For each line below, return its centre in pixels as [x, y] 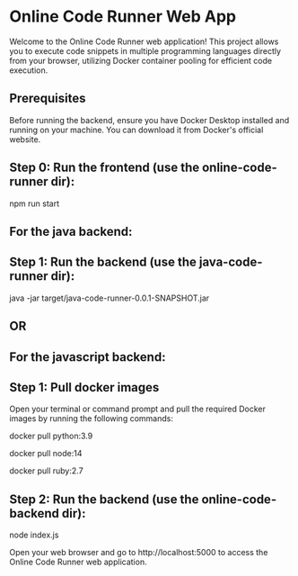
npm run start [35, 203]
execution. [29, 70]
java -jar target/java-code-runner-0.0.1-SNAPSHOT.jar [110, 298]
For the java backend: [71, 231]
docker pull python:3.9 [51, 436]
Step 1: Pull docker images [84, 387]
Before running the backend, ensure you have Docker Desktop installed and [149, 120]
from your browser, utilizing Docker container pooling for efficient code [140, 60]
